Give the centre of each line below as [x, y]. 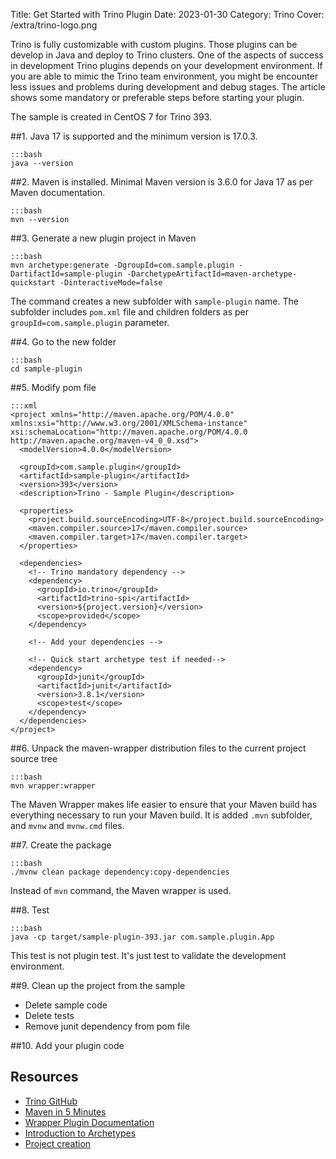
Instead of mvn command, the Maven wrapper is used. [121, 890]
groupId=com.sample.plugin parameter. [90, 322]
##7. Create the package [61, 845]
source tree [34, 758]
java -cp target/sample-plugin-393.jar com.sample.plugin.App [142, 937]
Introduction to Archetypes [80, 1133]
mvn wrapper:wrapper [53, 786]
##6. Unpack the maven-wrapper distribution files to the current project [158, 748]
